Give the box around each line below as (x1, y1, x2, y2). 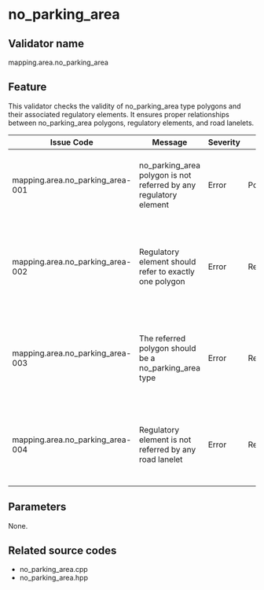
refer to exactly (138, 266, 195, 277)
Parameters (8, 500, 67, 514)
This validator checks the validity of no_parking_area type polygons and (8, 101, 241, 111)
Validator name (8, 37, 85, 50)
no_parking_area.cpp (19, 565, 88, 574)
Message (152, 136, 188, 147)
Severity (207, 136, 241, 147)
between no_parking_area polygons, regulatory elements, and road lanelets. (8, 118, 255, 127)
